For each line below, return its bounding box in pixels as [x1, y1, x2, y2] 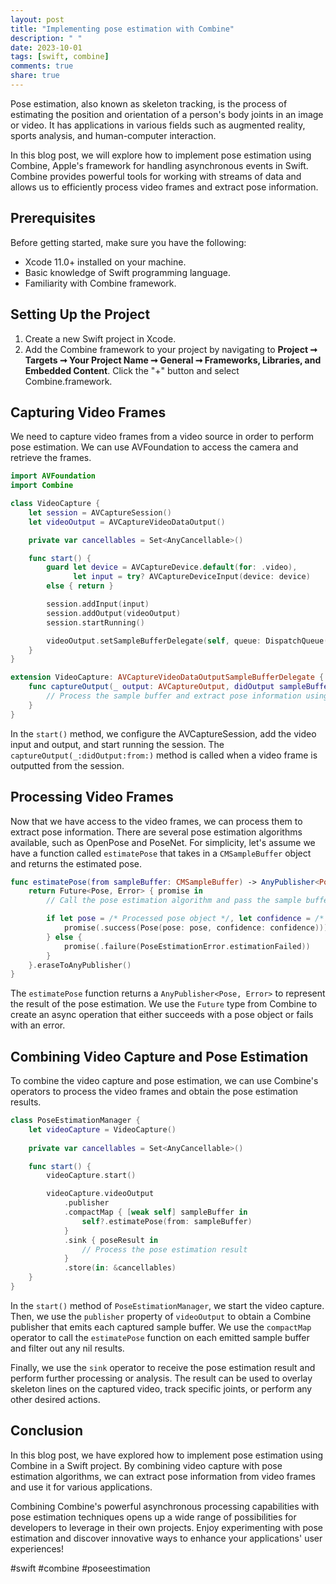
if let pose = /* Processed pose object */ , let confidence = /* [46, 914, 325, 924]
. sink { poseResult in [63, 1235, 159, 1245]
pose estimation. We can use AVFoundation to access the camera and [10, 441, 299, 453]
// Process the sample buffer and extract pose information [46, 691, 302, 701]
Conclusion [10, 1422, 84, 1440]
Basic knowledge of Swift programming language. [24, 266, 231, 278]
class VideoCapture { [10, 499, 101, 509]
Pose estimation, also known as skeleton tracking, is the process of [10, 97, 288, 110]
